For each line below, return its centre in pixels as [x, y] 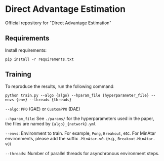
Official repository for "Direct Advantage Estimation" [59, 23]
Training [18, 74]
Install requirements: [26, 50]
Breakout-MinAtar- [137, 139]
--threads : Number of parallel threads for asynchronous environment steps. [82, 153]
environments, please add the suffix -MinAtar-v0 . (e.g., [61, 138]
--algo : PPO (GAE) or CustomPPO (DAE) [43, 109]
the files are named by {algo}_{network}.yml [51, 123]
